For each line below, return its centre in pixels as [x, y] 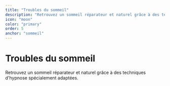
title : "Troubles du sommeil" [37, 10]
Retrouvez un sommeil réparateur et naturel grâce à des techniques [75, 72]
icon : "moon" [19, 19]
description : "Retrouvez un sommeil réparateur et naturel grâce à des [82, 15]
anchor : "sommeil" [25, 33]
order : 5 [14, 29]
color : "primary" [24, 24]
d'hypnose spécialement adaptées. [42, 78]
